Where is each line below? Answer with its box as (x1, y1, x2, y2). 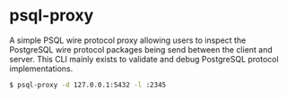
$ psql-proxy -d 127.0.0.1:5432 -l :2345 (9, 80, 167, 89)
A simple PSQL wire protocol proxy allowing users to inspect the (9, 35, 247, 45)
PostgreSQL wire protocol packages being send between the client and (9, 44, 274, 54)
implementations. (9, 63, 74, 74)
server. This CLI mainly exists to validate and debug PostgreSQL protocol (9, 53, 280, 64)
